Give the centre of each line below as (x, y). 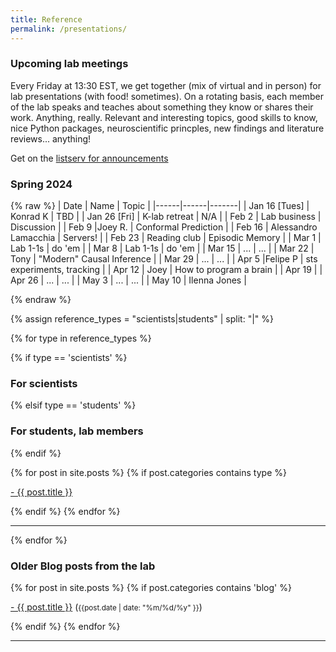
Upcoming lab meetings (69, 64)
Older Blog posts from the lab (83, 566)
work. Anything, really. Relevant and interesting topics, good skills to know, (164, 117)
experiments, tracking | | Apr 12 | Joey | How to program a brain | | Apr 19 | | (166, 270)
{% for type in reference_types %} (81, 338)
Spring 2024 (41, 184)
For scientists (44, 384)
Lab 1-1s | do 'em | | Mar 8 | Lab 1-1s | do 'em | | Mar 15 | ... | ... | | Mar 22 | (162, 248)
